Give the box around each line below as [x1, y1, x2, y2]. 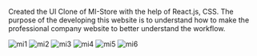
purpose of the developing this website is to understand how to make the [8, 15, 250, 25]
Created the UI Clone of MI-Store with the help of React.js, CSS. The [8, 7, 234, 16]
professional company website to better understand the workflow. [8, 24, 226, 33]
